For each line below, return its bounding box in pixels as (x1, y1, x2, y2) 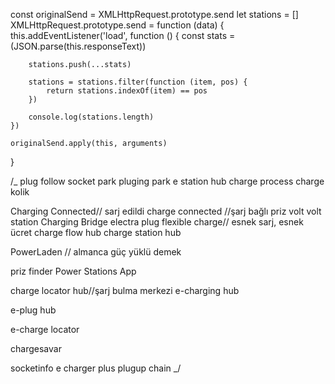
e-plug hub (10, 304, 57, 316)
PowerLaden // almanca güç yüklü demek (10, 246, 182, 258)
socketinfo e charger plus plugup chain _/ (10, 362, 182, 374)
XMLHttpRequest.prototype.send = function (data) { (10, 19, 225, 31)
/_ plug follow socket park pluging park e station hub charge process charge (10, 175, 325, 187)
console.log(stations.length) (28, 112, 155, 122)
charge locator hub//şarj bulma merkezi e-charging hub (10, 285, 240, 296)
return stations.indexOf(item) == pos (46, 86, 208, 96)
